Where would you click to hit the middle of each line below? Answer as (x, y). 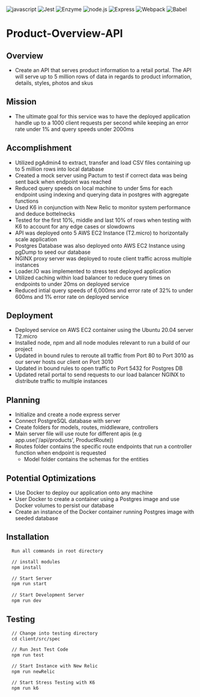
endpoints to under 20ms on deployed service (72, 284)
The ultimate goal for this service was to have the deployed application (102, 116)
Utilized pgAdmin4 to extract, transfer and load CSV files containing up (103, 162)
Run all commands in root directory (57, 551)
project (24, 349)
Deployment (30, 316)
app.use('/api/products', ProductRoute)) (64, 440)
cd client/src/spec (36, 639)
